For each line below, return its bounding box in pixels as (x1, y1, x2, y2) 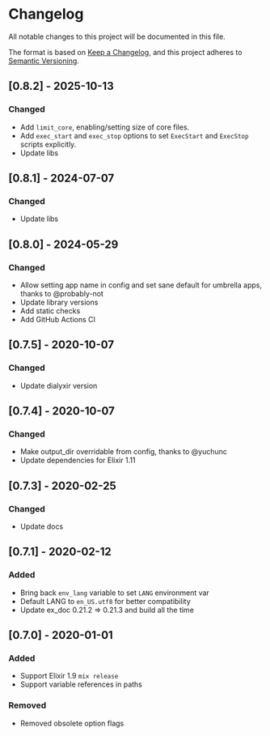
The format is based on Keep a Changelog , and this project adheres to (8, 47, 243, 57)
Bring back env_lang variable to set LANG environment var (19, 588, 210, 598)
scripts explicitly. (19, 139, 77, 149)
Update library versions (19, 297, 99, 307)
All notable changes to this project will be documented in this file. (8, 32, 226, 41)
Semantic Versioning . (8, 56, 79, 66)
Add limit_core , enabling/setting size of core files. (19, 122, 190, 132)
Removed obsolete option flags (19, 718, 124, 728)
